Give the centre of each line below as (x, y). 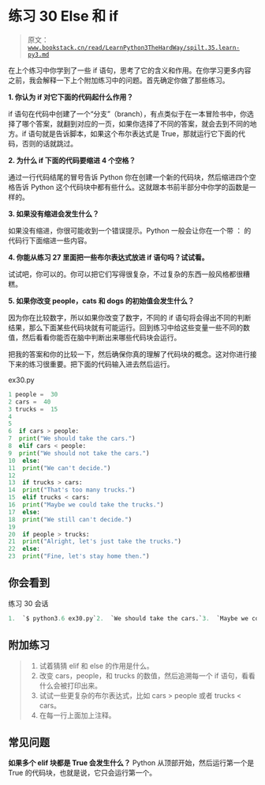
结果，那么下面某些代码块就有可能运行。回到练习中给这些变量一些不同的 (125, 327)
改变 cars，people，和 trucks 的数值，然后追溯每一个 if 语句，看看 (147, 675)
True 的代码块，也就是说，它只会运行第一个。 (82, 773)
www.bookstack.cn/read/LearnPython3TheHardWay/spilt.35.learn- (134, 47)
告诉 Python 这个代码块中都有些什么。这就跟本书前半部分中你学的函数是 (132, 187)
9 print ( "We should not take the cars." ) (79, 453)
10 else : (24, 461)
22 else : (24, 549)
